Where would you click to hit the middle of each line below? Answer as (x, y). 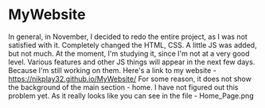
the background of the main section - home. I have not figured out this (123, 87)
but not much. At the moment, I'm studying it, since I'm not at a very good (129, 53)
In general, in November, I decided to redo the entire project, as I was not (128, 37)
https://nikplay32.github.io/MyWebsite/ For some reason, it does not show (130, 79)
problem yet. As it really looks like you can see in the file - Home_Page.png (131, 95)
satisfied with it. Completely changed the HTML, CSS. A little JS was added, (132, 44)
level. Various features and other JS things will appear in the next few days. (132, 62)
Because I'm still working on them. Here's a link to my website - (113, 70)
